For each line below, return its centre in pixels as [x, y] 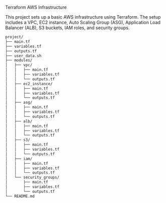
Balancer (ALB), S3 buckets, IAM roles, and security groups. [67, 28]
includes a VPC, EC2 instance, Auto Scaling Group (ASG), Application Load [83, 22]
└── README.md [20, 196]
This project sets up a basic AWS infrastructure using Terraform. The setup [83, 17]
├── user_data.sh [23, 56]
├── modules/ [19, 60]
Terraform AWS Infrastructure [36, 7]
